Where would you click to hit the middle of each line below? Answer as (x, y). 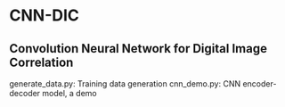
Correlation (41, 62)
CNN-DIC (45, 16)
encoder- (260, 84)
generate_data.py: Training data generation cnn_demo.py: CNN (125, 84)
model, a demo (70, 93)
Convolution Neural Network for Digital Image (138, 49)
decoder (25, 93)
